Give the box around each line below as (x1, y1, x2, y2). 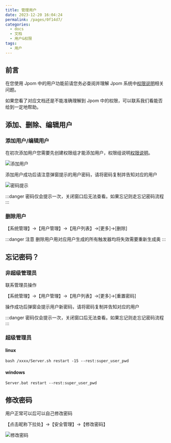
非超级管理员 (5, 269, 37, 277)
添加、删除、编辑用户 (5, 120, 72, 129)
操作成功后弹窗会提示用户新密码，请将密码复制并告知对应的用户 (5, 304, 139, 310)
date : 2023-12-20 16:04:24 (5, 12, 63, 17)
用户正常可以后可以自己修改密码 (5, 410, 72, 416)
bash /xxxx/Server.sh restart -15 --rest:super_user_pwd (5, 358, 129, 364)
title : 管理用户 (5, 7, 37, 13)
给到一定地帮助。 (5, 104, 41, 110)
